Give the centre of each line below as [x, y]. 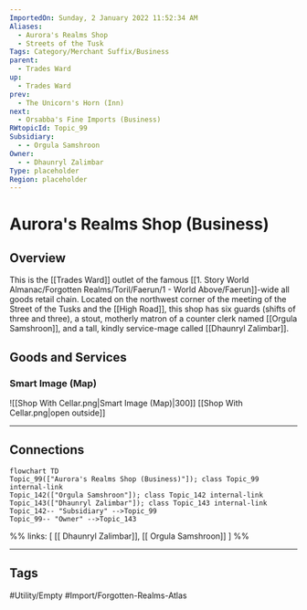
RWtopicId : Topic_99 [49, 129]
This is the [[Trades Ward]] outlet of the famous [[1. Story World [129, 280]
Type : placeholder [44, 171]
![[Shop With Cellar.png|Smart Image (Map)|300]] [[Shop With [127, 403]
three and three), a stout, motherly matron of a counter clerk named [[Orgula [153, 319]
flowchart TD [34, 471]
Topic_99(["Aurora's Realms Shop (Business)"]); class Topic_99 [134, 479]
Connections [47, 450]
